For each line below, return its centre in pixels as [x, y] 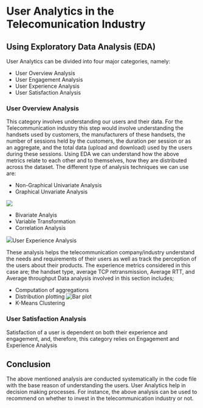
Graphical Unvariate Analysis [51, 192]
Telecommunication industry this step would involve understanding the [95, 128]
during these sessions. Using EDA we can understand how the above [93, 154]
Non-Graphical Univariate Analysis [58, 185]
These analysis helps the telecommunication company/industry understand [101, 252]
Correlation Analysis [40, 228]
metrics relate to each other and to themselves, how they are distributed [97, 160]
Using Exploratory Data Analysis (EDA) [81, 47]
